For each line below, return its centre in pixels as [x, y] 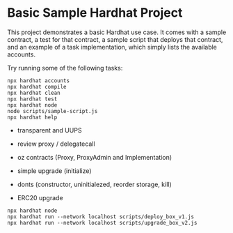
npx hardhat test [32, 99]
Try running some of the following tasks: [65, 68]
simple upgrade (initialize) [54, 171]
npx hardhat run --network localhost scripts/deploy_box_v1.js [101, 217]
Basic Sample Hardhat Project [95, 13]
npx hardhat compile [37, 87]
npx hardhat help [32, 117]
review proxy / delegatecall [56, 144]
